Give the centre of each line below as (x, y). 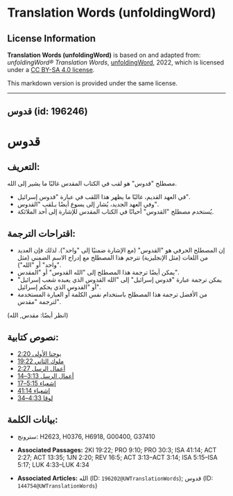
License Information (51, 39)
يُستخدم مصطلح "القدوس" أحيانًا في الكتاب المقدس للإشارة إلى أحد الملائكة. (115, 212)
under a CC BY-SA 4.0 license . (51, 70)
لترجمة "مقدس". (39, 302)
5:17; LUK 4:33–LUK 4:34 (53, 464)
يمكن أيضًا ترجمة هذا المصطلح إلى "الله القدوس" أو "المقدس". (98, 273)
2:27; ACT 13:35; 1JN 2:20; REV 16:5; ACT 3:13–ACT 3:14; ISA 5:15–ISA (118, 457)
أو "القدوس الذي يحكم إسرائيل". (59, 287)
